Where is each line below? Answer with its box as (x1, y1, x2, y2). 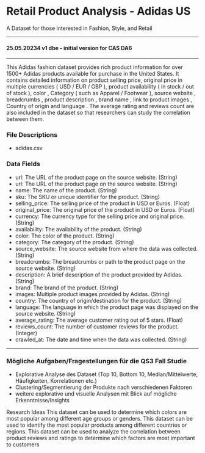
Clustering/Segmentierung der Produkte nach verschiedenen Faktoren (15, 383, 192, 391)
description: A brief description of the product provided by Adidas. (15, 270, 183, 278)
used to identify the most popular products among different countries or (6, 421, 187, 429)
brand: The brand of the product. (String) (15, 284, 119, 291)
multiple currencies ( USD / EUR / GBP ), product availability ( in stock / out (6, 83, 194, 90)
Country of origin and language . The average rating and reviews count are (6, 103, 195, 110)
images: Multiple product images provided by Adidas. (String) (15, 290, 170, 297)
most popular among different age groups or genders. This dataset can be (6, 415, 193, 422)
